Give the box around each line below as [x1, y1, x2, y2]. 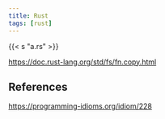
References [8, 80, 68, 93]
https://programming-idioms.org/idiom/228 [8, 101, 152, 111]
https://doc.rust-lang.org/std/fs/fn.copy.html [8, 57, 157, 67]
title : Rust [8, 11, 49, 20]
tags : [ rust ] [8, 19, 53, 27]
